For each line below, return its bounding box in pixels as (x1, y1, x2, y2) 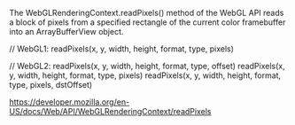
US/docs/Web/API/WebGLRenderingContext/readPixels (9, 106, 212, 116)
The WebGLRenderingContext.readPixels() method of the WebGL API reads (9, 8, 284, 18)
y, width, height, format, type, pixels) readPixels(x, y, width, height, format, (9, 70, 282, 81)
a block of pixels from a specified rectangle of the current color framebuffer (9, 17, 286, 27)
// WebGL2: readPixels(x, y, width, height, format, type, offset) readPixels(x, (9, 61, 285, 71)
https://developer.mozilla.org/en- (9, 97, 130, 107)
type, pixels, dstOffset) (9, 80, 93, 90)
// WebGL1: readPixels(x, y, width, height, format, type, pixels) (9, 43, 235, 54)
